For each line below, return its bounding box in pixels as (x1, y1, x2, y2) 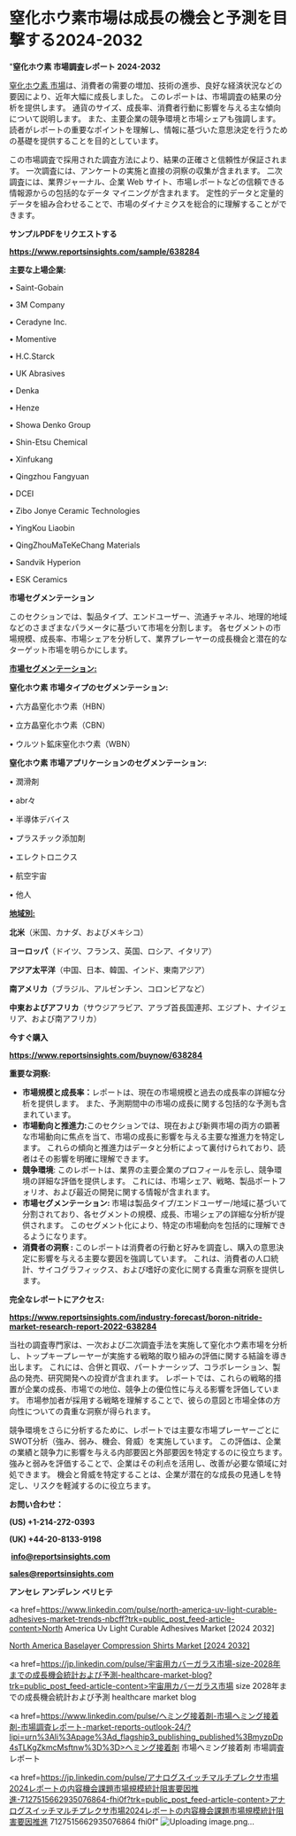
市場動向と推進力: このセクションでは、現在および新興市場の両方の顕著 (21, 1120, 281, 1131)
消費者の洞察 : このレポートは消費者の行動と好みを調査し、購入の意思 (21, 1241, 277, 1252)
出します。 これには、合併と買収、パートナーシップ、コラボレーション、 (9, 1361, 273, 1372)
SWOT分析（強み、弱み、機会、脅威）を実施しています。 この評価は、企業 (9, 1435, 282, 1446)
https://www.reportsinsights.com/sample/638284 (9, 245, 201, 257)
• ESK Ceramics (9, 573, 68, 585)
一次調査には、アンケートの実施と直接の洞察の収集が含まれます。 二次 (26, 165, 283, 175)
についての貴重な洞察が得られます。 (24, 1405, 156, 1416)
